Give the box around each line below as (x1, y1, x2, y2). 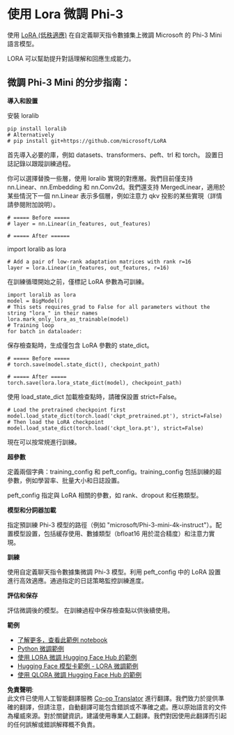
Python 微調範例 (17, 644, 65, 653)
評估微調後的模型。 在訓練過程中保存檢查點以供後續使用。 (7, 606, 174, 614)
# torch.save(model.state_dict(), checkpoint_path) (7, 361, 160, 368)
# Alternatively (7, 131, 54, 138)
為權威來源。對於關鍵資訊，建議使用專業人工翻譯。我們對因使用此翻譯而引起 (7, 711, 227, 720)
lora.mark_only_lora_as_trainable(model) (7, 315, 130, 323)
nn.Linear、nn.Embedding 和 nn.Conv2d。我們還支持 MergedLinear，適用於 (7, 183, 226, 191)
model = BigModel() (7, 297, 64, 304)
